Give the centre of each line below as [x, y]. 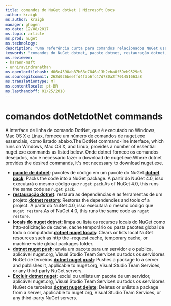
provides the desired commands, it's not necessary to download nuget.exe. [84, 163]
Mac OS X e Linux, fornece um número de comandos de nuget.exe [75, 136]
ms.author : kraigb [25, 19]
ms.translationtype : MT [31, 81]
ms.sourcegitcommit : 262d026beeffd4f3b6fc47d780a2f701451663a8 [74, 77]
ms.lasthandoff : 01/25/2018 [35, 91]
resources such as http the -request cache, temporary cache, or [80, 238]
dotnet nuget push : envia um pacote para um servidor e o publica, [83, 249]
